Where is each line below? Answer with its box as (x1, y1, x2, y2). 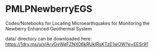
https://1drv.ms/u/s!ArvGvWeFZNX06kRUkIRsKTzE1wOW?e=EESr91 (5, 41, 148, 47)
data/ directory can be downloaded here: (5, 36, 92, 42)
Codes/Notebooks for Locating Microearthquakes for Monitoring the (5, 20, 150, 26)
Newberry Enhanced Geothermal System (5, 25, 92, 31)
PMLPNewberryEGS (5, 3, 92, 15)
